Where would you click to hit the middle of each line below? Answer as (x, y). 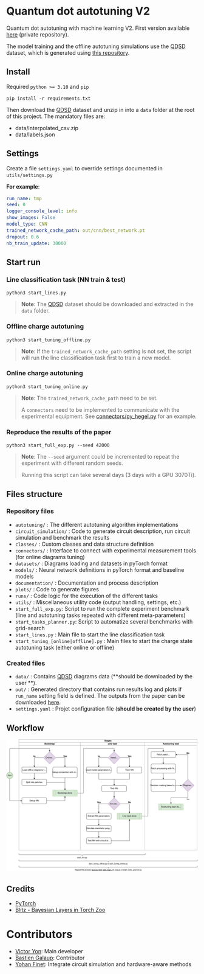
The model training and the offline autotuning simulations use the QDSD (96, 46)
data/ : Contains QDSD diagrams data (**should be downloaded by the (104, 677)
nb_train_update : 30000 (36, 243)
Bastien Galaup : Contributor (50, 958)
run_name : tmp (24, 198)
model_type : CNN (27, 224)
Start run (24, 262)
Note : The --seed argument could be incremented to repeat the (100, 457)
